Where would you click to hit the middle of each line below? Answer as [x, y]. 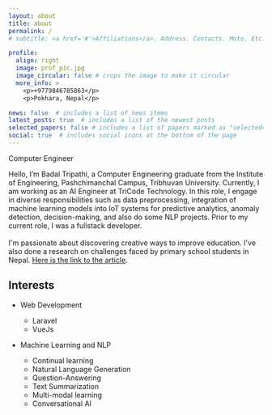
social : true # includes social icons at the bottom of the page [123, 136]
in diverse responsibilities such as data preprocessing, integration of [122, 200]
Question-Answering [67, 378]
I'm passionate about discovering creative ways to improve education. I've [132, 243]
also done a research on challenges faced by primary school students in [129, 251]
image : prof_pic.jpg [50, 68]
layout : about [32, 16]
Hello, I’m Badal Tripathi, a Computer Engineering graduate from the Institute [136, 174]
